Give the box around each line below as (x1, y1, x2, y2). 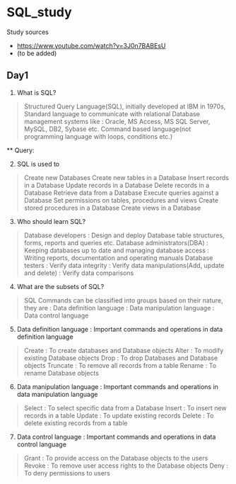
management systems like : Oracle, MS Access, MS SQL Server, (23, 117, 211, 125)
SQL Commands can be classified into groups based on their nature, (23, 296, 223, 305)
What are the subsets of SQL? (16, 282, 105, 291)
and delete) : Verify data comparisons (23, 269, 134, 277)
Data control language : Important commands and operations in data (16, 432, 216, 441)
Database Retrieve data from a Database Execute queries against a (23, 188, 220, 197)
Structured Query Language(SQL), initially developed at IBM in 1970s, (23, 102, 226, 111)
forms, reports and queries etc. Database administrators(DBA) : (23, 238, 209, 247)
